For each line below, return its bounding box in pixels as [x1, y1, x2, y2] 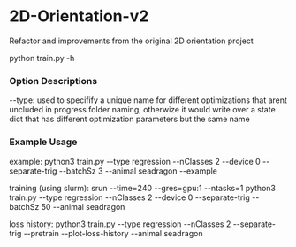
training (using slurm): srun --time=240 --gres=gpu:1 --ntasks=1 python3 [9, 182, 277, 193]
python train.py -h [9, 52, 75, 63]
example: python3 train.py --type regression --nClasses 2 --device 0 [9, 156, 261, 166]
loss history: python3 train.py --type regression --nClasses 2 [9, 219, 231, 229]
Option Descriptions [9, 74, 98, 87]
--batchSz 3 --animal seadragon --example [58, 166, 218, 176]
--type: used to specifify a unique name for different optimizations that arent [9, 95, 287, 105]
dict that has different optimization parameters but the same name [9, 113, 250, 125]
